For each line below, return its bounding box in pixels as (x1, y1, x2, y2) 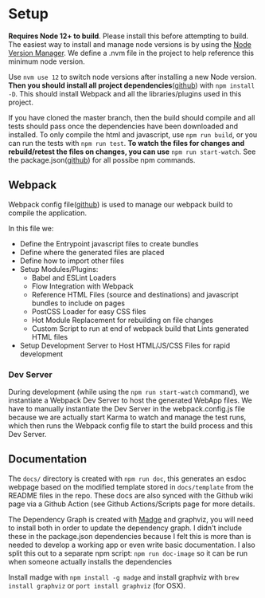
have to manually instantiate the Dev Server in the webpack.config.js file (8, 404, 245, 414)
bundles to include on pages (31, 298, 126, 308)
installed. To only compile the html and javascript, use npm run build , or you (8, 129, 258, 140)
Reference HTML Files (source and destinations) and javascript (31, 289, 239, 299)
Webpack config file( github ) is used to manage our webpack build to (8, 199, 233, 209)
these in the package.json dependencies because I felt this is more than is (8, 531, 252, 541)
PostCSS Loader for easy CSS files (31, 306, 146, 316)
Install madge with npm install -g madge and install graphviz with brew (8, 572, 240, 582)
